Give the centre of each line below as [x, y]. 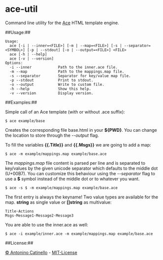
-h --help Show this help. [50, 89]
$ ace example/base [25, 121]
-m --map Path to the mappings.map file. [67, 72]
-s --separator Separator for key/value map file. [70, 76]
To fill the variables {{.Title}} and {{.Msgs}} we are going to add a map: [78, 145]
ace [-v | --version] [32, 58]
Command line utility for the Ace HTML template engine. [62, 23]
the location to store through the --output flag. [52, 135]
